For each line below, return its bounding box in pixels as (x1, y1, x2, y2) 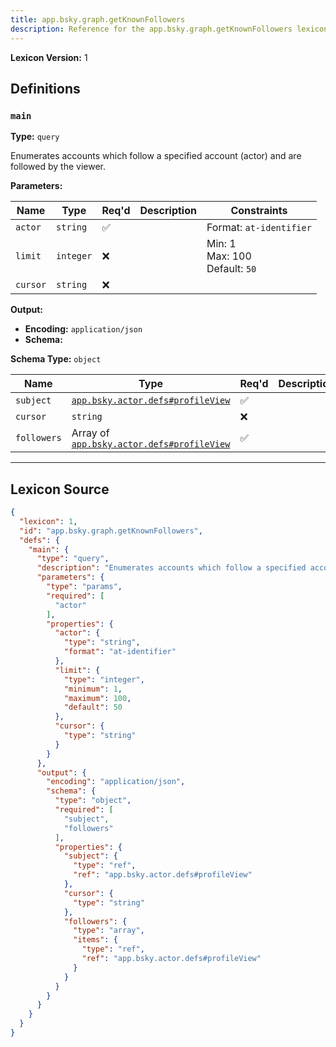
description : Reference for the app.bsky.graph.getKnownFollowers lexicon (10, 24, 329, 34)
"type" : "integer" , (63, 674, 145, 685)
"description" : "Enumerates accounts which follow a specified (36, 563, 307, 573)
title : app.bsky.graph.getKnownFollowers (10, 14, 186, 25)
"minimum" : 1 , (63, 684, 123, 694)
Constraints (230, 204, 288, 218)
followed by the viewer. (10, 161, 106, 173)
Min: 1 (206, 237, 237, 251)
